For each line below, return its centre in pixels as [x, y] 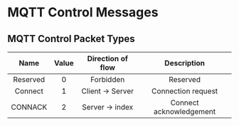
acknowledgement [185, 111]
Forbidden [107, 79]
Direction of [107, 59]
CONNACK [29, 107]
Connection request [185, 91]
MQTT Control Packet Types [71, 39]
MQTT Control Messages [83, 12]
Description [185, 63]
